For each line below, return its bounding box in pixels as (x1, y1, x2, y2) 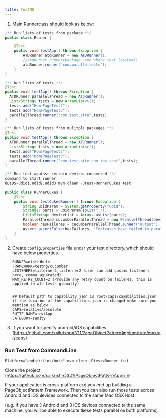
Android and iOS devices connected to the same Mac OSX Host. (5, 392, 136, 398)
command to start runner (5, 176, 56, 181)
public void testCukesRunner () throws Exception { (14, 199, 121, 204)
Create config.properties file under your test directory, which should (12, 245, 154, 251)
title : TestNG (5, 7, 35, 12)
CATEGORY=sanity (12, 316, 46, 321)
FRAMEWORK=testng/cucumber (12, 264, 68, 269)
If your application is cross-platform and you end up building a (5, 381, 132, 388)
